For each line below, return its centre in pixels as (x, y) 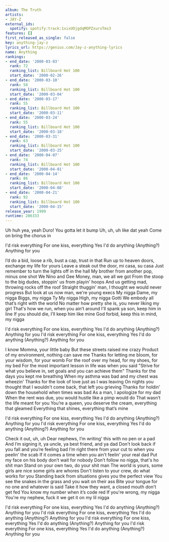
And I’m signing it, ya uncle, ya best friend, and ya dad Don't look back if (80, 444)
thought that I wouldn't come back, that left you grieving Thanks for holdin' (83, 387)
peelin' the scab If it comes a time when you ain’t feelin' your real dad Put (81, 455)
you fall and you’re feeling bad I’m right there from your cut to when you (80, 449)
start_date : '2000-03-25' (37, 151)
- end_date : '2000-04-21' (32, 192)
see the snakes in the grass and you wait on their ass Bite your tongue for (81, 482)
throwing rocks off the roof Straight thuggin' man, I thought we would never (83, 287)
